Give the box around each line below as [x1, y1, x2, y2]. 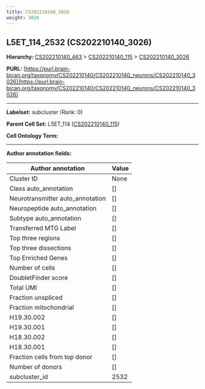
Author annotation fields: [6, 150, 72, 157]
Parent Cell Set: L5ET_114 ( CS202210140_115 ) [6, 120, 120, 128]
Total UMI [9, 284, 37, 292]
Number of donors [9, 363, 62, 371]
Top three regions [9, 234, 60, 243]
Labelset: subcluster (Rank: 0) [6, 109, 83, 116]
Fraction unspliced [9, 293, 63, 302]
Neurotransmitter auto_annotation [9, 194, 106, 203]
